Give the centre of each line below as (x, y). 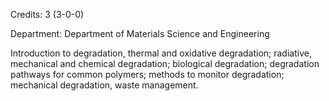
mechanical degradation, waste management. (104, 85)
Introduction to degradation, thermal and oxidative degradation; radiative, (161, 53)
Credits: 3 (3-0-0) (47, 14)
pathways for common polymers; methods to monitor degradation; (147, 74)
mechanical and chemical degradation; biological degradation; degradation (165, 63)
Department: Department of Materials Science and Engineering (140, 33)
